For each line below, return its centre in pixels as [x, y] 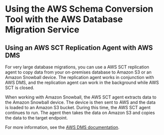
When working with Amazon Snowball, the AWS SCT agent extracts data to [81, 97]
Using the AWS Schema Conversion [79, 9]
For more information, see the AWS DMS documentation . [62, 127]
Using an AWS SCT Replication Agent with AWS [79, 48]
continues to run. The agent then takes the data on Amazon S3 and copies [80, 113]
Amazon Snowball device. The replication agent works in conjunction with [80, 77]
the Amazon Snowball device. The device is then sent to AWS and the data [80, 102]
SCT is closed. [20, 88]
